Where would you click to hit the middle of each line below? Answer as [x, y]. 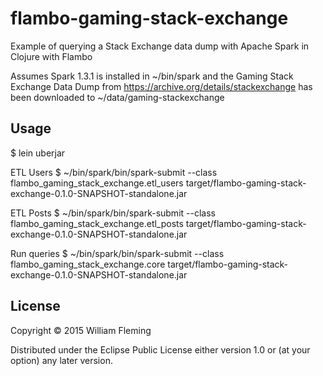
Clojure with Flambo [51, 56]
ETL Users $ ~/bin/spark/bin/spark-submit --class [114, 172]
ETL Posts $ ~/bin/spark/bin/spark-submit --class [113, 213]
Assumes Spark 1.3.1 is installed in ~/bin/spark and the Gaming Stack [152, 76]
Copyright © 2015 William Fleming [81, 330]
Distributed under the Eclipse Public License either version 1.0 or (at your [160, 349]
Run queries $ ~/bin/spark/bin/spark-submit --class [117, 253]
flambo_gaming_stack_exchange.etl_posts [97, 223]
